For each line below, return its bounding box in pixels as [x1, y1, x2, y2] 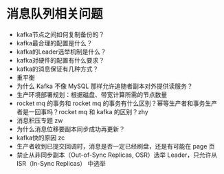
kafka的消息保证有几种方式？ [16, 65, 99, 73]
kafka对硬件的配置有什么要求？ [16, 56, 105, 64]
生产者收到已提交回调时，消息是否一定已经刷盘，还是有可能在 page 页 [16, 142, 215, 150]
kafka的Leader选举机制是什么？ [16, 47, 107, 56]
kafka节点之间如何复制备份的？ [16, 30, 105, 39]
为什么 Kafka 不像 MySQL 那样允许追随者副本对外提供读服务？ [16, 82, 193, 90]
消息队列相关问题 [6, 6, 104, 22]
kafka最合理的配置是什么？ [16, 39, 93, 47]
